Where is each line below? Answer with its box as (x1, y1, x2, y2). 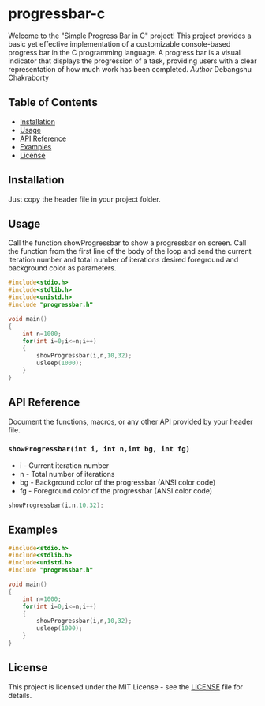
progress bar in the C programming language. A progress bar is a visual (8, 47, 241, 57)
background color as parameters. (8, 263, 117, 273)
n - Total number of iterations (19, 469, 115, 478)
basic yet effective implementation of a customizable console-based (8, 39, 231, 48)
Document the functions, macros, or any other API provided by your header (8, 417, 254, 426)
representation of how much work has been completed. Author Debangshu (8, 64, 252, 74)
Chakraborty (8, 73, 50, 82)
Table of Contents (8, 96, 99, 109)
